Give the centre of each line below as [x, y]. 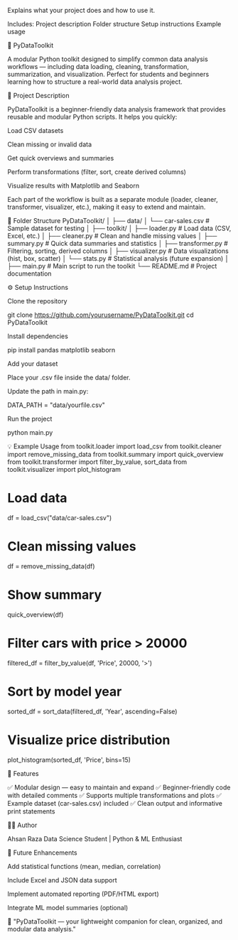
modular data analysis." [42, 929]
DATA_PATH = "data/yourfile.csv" [56, 405]
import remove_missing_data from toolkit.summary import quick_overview [115, 454]
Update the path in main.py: [48, 391]
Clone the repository [37, 301]
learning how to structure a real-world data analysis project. [95, 82]
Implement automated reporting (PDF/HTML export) [83, 894]
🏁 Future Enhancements [42, 853]
